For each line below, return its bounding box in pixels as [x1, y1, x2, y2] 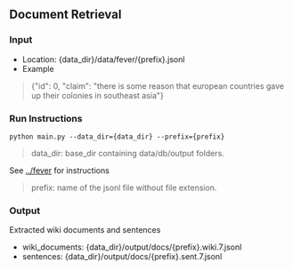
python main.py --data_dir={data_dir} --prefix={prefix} [9, 132, 225, 141]
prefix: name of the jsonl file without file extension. [30, 182, 217, 193]
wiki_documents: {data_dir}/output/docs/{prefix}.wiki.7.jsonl [21, 242, 242, 252]
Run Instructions [9, 112, 83, 124]
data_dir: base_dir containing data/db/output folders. [30, 147, 224, 158]
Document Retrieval [9, 7, 122, 22]
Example [21, 63, 55, 74]
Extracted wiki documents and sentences [9, 225, 161, 235]
